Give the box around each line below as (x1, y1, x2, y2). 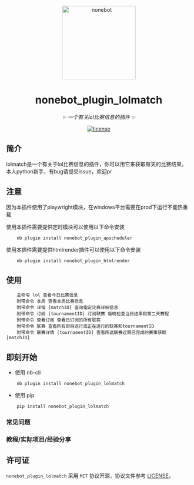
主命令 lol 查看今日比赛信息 (16, 292, 78, 298)
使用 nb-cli (14, 369, 41, 376)
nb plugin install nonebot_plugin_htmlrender (16, 257, 131, 264)
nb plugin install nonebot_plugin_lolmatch (16, 381, 125, 387)
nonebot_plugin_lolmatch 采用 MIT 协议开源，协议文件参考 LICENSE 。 (6, 472, 175, 479)
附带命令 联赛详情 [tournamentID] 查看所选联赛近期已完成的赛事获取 (16, 330, 166, 336)
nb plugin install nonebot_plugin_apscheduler (16, 235, 133, 241)
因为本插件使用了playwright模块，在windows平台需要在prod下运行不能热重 (6, 203, 188, 210)
